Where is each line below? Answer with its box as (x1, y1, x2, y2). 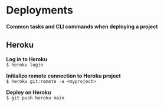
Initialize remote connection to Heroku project (6, 72, 121, 79)
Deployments (6, 4, 74, 17)
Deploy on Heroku (6, 89, 51, 96)
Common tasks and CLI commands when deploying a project (6, 23, 158, 30)
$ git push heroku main (6, 95, 65, 101)
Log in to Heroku (6, 55, 47, 62)
